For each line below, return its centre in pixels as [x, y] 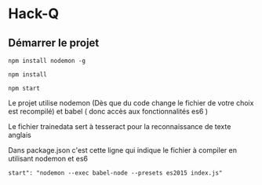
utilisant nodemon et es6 [48, 159]
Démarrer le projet [54, 43]
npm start [24, 88]
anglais [20, 135]
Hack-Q [34, 14]
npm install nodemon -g [47, 61]
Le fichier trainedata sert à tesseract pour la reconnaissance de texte [120, 126]
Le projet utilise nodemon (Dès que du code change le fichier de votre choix [131, 103]
